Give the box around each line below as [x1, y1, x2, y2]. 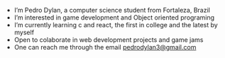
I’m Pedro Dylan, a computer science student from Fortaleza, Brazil [13, 6, 211, 14]
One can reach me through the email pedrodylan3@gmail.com [13, 43, 197, 51]
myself [13, 28, 34, 36]
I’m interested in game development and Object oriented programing [13, 13, 215, 22]
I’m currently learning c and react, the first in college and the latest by [13, 21, 218, 29]
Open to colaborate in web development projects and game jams [13, 36, 204, 44]
